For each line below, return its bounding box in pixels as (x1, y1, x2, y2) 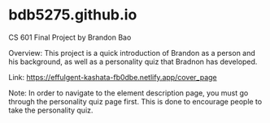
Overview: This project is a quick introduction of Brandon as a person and (8, 48, 256, 57)
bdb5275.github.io (8, 6, 137, 24)
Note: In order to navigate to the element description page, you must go (8, 87, 249, 98)
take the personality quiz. (8, 105, 94, 115)
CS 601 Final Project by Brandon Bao (8, 32, 132, 42)
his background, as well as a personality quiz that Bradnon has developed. (8, 57, 258, 66)
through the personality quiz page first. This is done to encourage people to (8, 96, 263, 106)
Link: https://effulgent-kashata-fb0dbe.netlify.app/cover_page (8, 72, 217, 82)
